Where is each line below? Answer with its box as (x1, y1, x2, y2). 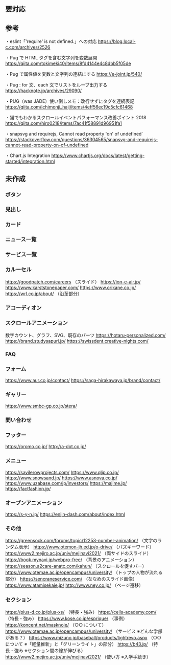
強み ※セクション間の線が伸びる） (14, 647, 86, 653)
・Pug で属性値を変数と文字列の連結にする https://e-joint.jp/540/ (5, 71, 142, 77)
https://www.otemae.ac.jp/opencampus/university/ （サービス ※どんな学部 (5, 628, 162, 634)
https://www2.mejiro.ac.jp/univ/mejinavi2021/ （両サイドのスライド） (5, 550, 152, 557)
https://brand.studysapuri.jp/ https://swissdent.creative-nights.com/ (5, 338, 149, 344)
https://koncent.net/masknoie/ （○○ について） (5, 622, 107, 628)
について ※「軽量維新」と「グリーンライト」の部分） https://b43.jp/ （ (5, 641, 154, 647)
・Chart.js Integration (5, 152, 51, 159)
